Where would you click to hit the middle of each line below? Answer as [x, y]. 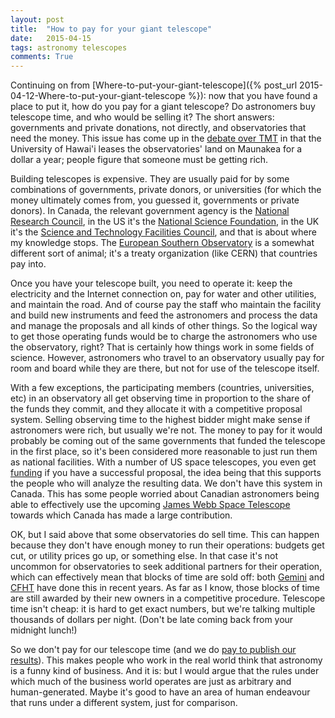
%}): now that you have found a [252, 96]
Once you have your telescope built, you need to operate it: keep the [151, 283]
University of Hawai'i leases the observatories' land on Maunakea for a [156, 149]
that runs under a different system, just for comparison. [124, 703]
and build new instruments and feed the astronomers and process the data [164, 315]
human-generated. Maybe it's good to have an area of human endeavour [160, 692]
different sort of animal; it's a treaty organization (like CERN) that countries [164, 253]
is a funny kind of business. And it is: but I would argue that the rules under [165, 671]
